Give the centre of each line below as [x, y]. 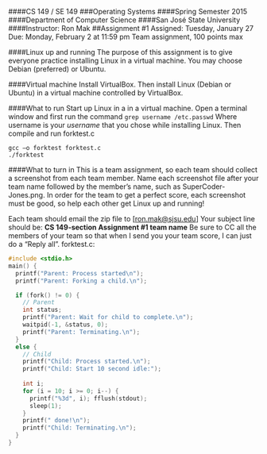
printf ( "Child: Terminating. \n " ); [79, 428]
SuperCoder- [204, 187]
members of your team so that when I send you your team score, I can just [130, 236]
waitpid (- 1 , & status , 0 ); [66, 325]
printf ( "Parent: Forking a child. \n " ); [81, 281]
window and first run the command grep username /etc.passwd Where [123, 117]
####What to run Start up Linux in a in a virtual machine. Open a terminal [128, 108]
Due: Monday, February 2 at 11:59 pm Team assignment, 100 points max [126, 37]
